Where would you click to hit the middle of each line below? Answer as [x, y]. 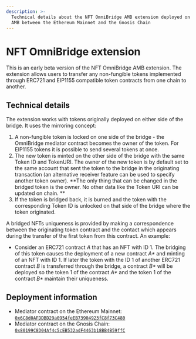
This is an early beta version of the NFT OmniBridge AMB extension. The [94, 68]
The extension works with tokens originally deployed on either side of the [95, 119]
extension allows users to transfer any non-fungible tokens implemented [94, 74]
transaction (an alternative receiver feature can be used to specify [94, 175]
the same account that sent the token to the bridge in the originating [97, 168]
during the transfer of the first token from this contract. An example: [88, 236]
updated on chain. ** [40, 193]
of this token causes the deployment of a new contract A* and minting [99, 254]
